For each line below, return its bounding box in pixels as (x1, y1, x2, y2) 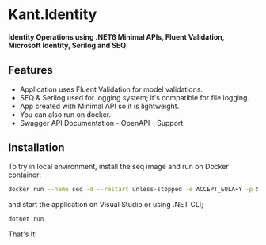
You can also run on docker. (19, 109, 112, 119)
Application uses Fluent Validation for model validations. (19, 85, 203, 94)
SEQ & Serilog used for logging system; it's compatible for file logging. (19, 92, 250, 102)
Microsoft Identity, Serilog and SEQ (8, 40, 127, 50)
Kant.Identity (8, 6, 97, 24)
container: (8, 170, 42, 179)
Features (8, 63, 53, 77)
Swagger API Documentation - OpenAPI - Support (19, 118, 184, 127)
